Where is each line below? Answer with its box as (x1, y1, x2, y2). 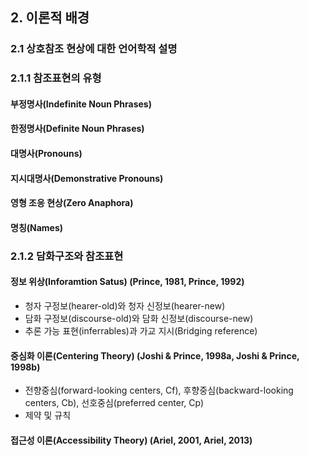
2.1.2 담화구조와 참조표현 (10, 249, 124, 263)
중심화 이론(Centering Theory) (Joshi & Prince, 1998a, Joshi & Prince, (10, 349, 300, 362)
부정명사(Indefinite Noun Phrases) (10, 98, 152, 110)
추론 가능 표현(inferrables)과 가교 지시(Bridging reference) (24, 324, 258, 337)
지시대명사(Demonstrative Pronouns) (10, 172, 164, 184)
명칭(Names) (10, 221, 64, 233)
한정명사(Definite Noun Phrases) (10, 123, 145, 135)
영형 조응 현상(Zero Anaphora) (10, 197, 134, 209)
